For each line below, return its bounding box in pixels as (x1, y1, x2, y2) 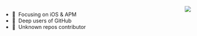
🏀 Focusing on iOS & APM (11, 11, 77, 18)
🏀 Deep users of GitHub (11, 17, 72, 24)
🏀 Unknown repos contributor (11, 24, 86, 30)
